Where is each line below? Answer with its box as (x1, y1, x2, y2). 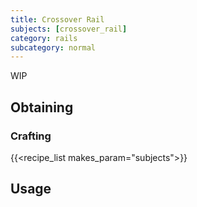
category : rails (10, 33, 78, 43)
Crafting (10, 129, 52, 143)
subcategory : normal (10, 42, 97, 53)
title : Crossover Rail (10, 14, 105, 25)
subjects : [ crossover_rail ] (10, 24, 128, 34)
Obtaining (10, 99, 74, 116)
